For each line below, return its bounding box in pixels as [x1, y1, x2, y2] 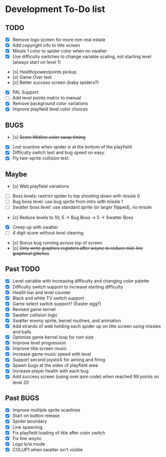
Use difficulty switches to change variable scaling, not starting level [12, 53, 152, 59]
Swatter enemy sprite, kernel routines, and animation [12, 317, 121, 323]
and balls [12, 329, 31, 334]
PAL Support [12, 89, 39, 95]
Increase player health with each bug [12, 368, 89, 374]
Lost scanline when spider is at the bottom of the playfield [12, 144, 132, 150]
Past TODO [5, 265, 40, 273]
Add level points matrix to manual [12, 95, 81, 101]
